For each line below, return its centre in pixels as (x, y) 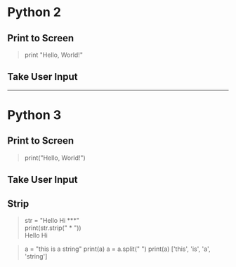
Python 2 (34, 12)
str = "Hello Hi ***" (52, 221)
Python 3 (34, 115)
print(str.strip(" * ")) (53, 228)
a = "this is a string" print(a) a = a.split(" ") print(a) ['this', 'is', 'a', (117, 249)
